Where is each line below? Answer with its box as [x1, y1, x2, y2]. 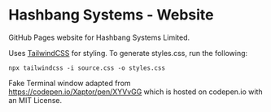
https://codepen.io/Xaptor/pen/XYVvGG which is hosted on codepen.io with [8, 87, 263, 97]
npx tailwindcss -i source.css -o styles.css [8, 63, 165, 72]
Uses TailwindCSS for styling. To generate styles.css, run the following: [8, 48, 248, 58]
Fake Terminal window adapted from [8, 78, 132, 88]
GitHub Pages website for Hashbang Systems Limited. [8, 32, 190, 42]
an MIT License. [8, 95, 63, 105]
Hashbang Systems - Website [8, 6, 214, 24]
